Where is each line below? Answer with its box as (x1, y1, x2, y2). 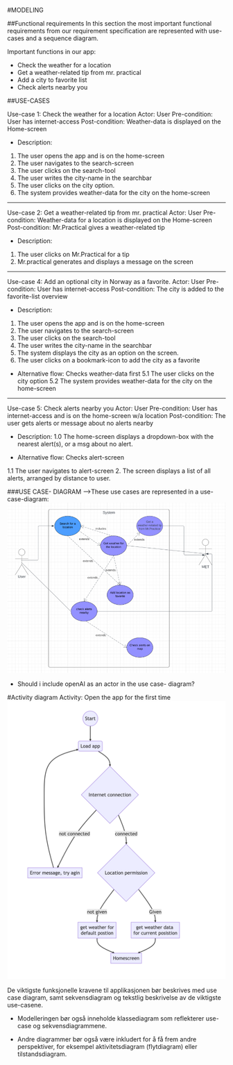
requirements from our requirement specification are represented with (7, 27, 207, 35)
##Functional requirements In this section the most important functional (7, 19, 212, 27)
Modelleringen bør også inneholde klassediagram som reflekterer (17, 1014, 205, 1023)
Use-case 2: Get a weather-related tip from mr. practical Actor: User (7, 208, 202, 217)
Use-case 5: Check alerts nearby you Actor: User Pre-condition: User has (7, 404, 218, 412)
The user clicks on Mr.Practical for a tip (17, 250, 130, 258)
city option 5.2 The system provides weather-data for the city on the (17, 377, 213, 385)
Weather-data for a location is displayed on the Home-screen (37, 216, 213, 224)
